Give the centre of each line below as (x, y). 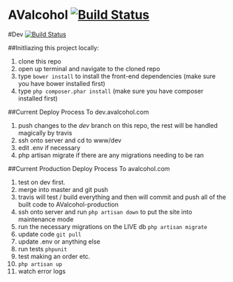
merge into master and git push (63, 189)
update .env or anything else (59, 242)
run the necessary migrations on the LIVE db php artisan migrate (113, 226)
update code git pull (50, 234)
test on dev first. (42, 182)
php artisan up (40, 264)
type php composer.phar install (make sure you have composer (111, 91)
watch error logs (42, 271)
